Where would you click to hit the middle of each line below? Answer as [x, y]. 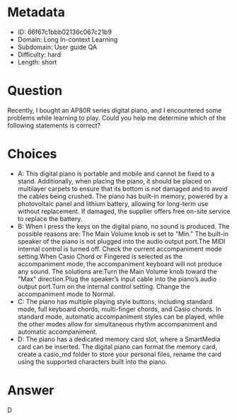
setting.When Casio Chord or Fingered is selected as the [100, 256]
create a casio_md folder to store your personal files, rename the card [119, 354]
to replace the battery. [50, 218]
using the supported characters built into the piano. [92, 361]
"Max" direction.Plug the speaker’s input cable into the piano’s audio [117, 279]
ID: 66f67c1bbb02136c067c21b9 [64, 32]
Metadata [36, 12]
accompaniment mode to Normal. [66, 294]
